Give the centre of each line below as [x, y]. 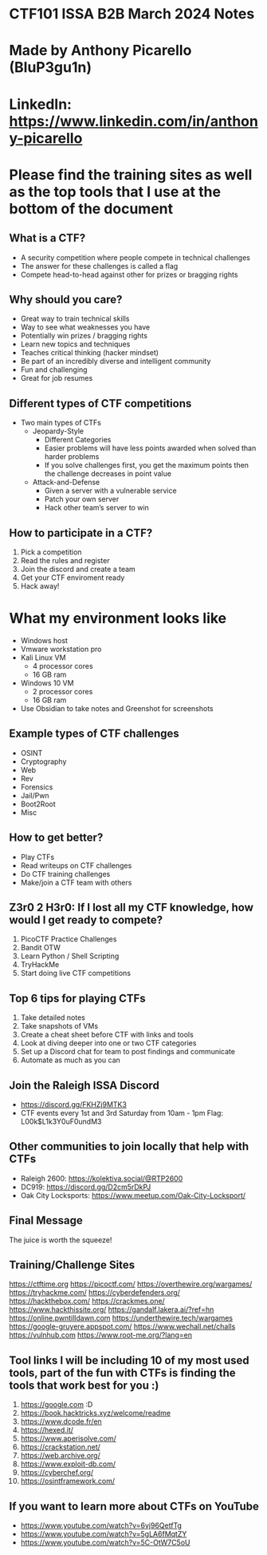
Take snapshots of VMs [59, 1026]
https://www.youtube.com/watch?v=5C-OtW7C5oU [105, 1543]
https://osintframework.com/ [67, 1481]
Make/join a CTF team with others [76, 882]
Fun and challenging [54, 370]
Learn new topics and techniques [75, 344]
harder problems [72, 457]
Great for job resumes [57, 378]
